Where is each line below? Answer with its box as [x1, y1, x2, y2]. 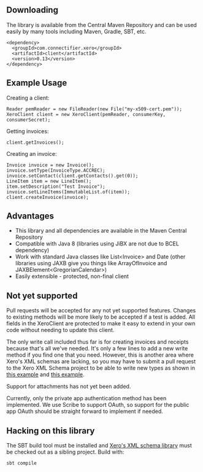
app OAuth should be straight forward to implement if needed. [6, 408, 164, 415]
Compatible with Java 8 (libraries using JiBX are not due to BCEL [15, 240, 180, 247]
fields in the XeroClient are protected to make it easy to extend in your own [6, 320, 196, 327]
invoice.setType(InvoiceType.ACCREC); [6, 167, 105, 174]
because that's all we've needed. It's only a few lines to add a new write [6, 345, 188, 352]
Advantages [6, 211, 54, 222]
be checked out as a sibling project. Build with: [6, 448, 124, 456]
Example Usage [6, 78, 67, 88]
